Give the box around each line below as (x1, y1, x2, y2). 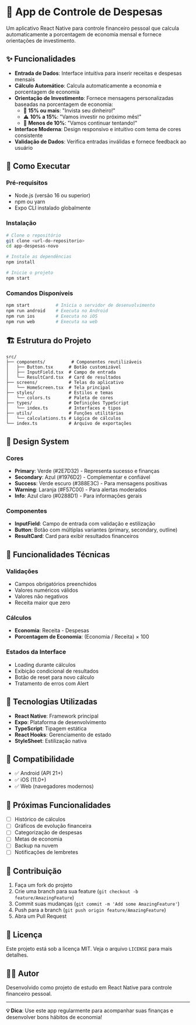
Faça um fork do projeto (14, 882, 73, 889)
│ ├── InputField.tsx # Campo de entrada (6, 369, 116, 375)
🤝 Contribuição (6, 866, 62, 876)
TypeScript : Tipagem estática (14, 725, 87, 732)
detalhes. (6, 951, 29, 959)
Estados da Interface (6, 648, 66, 656)
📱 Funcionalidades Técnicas (6, 550, 110, 560)
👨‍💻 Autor (6, 968, 40, 978)
